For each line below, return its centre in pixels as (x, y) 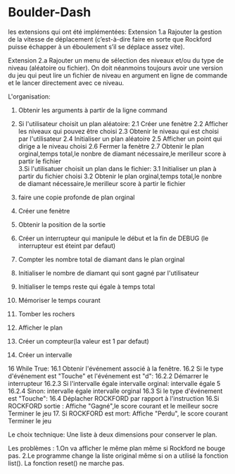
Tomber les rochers (46, 313)
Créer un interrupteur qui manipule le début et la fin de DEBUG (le (113, 238)
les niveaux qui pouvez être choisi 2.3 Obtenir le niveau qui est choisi (119, 131)
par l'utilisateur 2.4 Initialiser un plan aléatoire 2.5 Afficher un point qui (120, 139)
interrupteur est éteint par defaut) (67, 245)
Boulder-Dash (50, 12)
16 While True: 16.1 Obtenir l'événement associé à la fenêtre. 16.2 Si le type (116, 368)
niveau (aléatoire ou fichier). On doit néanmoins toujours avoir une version (116, 68)
